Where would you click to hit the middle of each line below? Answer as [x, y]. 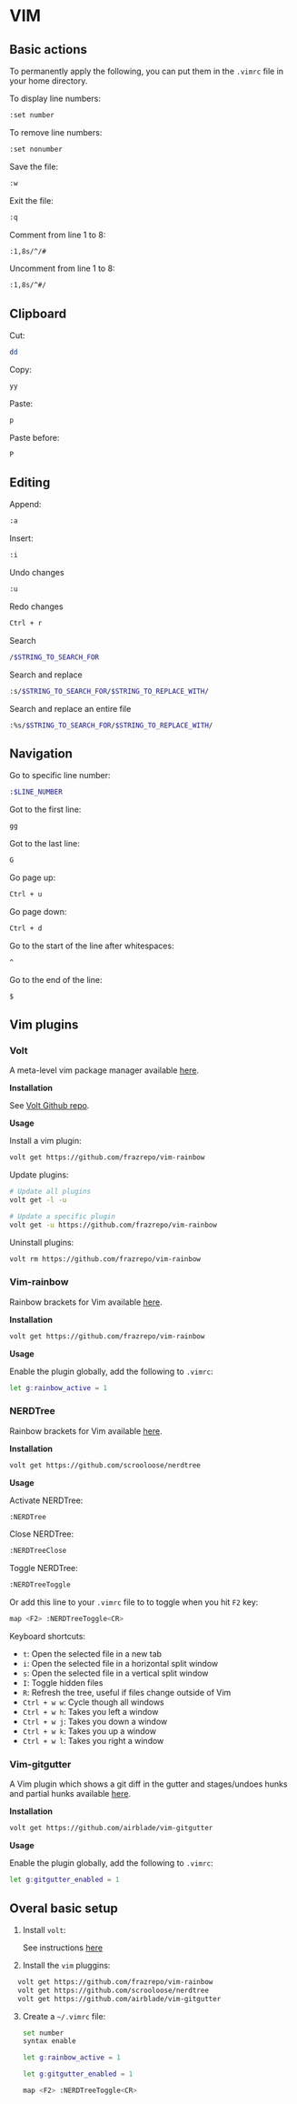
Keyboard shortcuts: [48, 1637]
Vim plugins [44, 1024]
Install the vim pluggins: [66, 1965]
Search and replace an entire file [70, 708]
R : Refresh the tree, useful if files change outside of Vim [127, 1693]
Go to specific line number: [60, 776]
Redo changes [36, 606]
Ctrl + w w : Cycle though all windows [94, 1702]
